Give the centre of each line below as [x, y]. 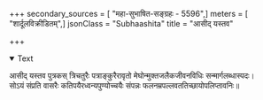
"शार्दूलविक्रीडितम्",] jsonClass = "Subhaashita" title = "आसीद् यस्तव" [121, 23]
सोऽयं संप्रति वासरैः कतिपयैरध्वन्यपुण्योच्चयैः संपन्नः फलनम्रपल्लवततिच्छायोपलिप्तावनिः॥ [124, 85]
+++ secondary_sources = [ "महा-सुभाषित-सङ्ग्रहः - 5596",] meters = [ [129, 14]
